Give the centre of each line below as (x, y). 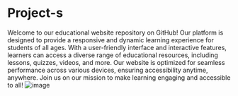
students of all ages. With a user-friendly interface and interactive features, (117, 47)
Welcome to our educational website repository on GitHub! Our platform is (115, 32)
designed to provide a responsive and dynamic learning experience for (110, 40)
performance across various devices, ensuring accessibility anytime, (108, 70)
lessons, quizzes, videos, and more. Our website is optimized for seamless (116, 62)
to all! (15, 85)
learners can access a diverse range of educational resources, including (113, 55)
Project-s (35, 13)
